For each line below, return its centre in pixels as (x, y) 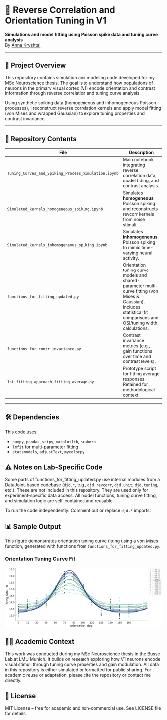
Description (141, 152)
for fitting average (141, 374)
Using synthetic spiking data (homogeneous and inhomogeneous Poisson (81, 103)
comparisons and (140, 318)
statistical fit (135, 312)
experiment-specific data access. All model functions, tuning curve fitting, (81, 495)
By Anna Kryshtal (23, 45)
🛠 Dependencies (32, 417)
